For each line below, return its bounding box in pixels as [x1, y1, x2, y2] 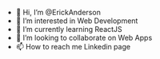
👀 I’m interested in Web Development [15, 16, 138, 26]
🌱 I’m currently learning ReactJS [15, 25, 122, 33]
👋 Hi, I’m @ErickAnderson [15, 8, 102, 17]
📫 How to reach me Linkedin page [15, 42, 130, 51]
